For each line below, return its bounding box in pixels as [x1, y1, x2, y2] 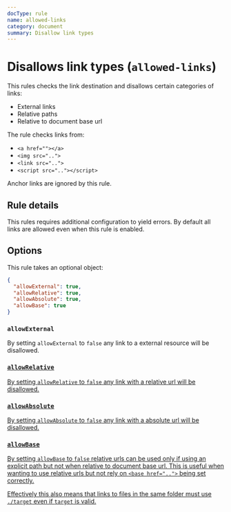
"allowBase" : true [13, 302, 67, 309]
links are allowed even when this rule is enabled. [7, 225, 145, 233]
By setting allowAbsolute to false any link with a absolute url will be [7, 415, 200, 424]
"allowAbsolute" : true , [13, 296, 81, 303]
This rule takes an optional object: [7, 263, 103, 271]
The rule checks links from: [7, 130, 85, 139]
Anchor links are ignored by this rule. [7, 179, 112, 188]
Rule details [7, 199, 59, 211]
